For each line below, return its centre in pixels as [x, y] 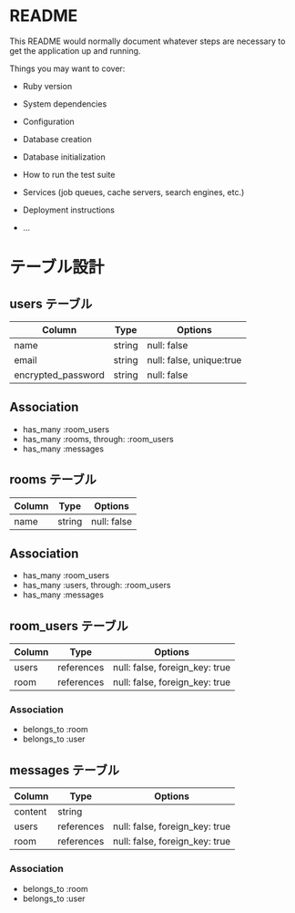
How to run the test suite [69, 174]
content [31, 812]
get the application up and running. [75, 50]
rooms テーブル [53, 480]
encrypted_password [59, 375]
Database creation [57, 139]
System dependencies [65, 104]
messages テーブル [65, 770]
